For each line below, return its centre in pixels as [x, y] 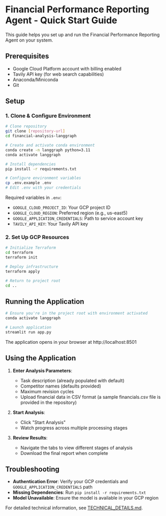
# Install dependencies [31, 164]
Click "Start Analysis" [43, 422]
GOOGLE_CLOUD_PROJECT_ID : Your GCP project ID [62, 208]
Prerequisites [27, 56]
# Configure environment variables [43, 178]
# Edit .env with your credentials [43, 188]
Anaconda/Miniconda [35, 79]
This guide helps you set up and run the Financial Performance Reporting [82, 34]
